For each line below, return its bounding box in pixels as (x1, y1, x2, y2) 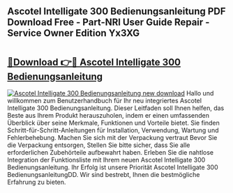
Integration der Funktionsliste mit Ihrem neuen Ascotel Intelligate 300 (7, 156, 206, 164)
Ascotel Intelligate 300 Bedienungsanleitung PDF (7, 6, 226, 17)
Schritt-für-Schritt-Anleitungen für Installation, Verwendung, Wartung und (7, 126, 219, 134)
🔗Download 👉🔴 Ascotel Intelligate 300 (7, 56, 181, 68)
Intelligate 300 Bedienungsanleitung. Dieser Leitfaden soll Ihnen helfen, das (7, 104, 225, 112)
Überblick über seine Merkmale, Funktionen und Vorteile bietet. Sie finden (7, 118, 220, 127)
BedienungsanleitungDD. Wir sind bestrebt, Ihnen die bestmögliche (7, 171, 200, 178)
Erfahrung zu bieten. (7, 178, 66, 186)
